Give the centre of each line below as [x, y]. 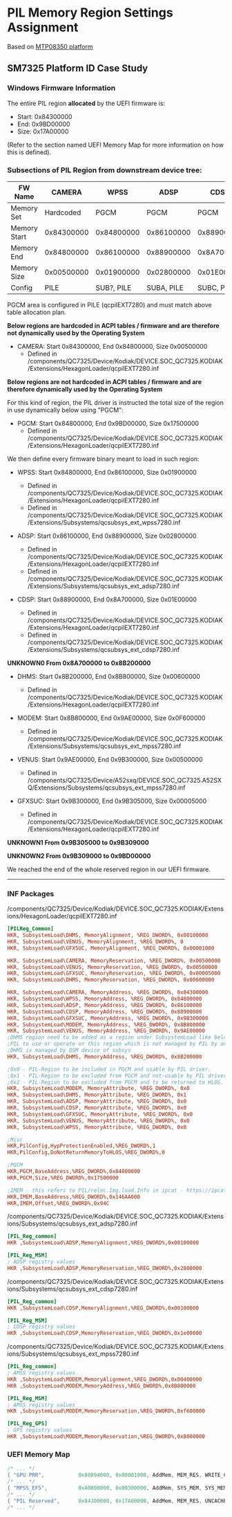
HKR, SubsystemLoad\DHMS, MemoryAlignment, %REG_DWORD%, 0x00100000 [108, 936]
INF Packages [31, 893]
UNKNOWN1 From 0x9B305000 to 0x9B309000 [78, 842]
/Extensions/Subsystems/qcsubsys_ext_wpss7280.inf [104, 522]
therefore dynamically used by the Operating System [85, 389]
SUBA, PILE [165, 287]
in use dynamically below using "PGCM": [66, 410]
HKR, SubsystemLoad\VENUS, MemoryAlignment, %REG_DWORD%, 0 [96, 942]
